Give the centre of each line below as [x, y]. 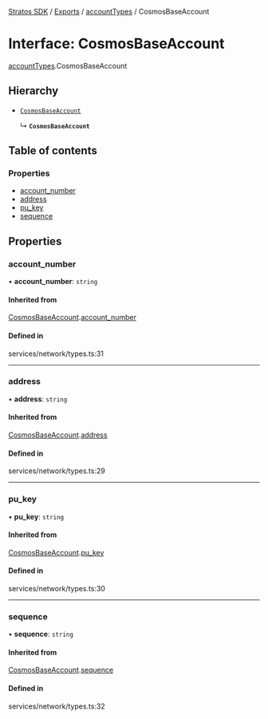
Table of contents [53, 151]
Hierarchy [33, 91]
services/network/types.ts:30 [57, 588]
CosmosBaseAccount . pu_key [56, 552]
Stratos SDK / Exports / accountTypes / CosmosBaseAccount [109, 12]
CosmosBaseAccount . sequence [61, 670]
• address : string [38, 399]
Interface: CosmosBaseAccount [116, 44]
